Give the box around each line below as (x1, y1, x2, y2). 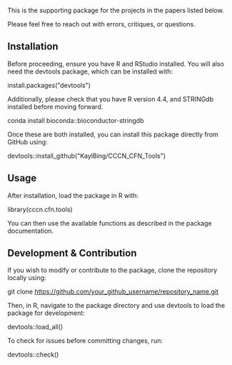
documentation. (7, 226, 54, 235)
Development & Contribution (7, 247, 137, 259)
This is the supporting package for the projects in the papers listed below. (7, 6, 225, 14)
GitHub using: (7, 137, 48, 146)
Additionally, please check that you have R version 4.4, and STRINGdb (7, 94, 214, 103)
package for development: (7, 309, 86, 317)
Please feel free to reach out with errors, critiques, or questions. (7, 20, 196, 28)
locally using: (7, 274, 46, 282)
